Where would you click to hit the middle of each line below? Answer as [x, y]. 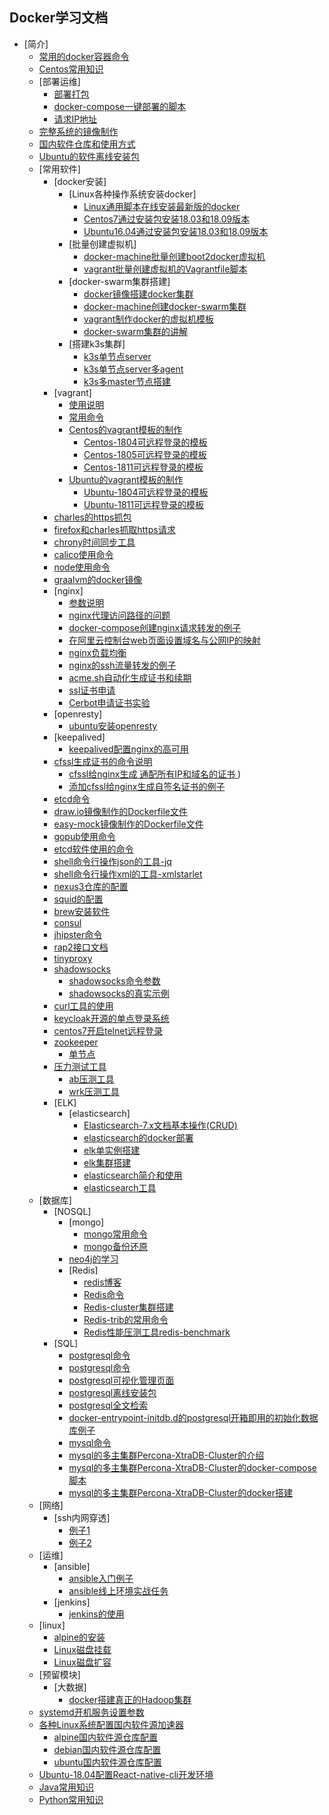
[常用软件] [59, 169]
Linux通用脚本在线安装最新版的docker [162, 206]
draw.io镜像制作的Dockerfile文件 [120, 811]
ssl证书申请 [92, 690]
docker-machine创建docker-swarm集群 [165, 306]
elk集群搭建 [107, 1162]
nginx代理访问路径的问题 [119, 615]
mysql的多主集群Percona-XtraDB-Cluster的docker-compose [192, 1467]
